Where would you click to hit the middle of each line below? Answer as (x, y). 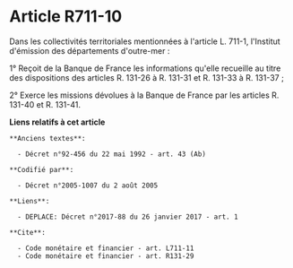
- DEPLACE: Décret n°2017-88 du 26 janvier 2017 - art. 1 (128, 217)
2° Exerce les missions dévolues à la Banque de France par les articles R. (144, 95)
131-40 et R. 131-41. (45, 104)
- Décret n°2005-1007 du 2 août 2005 (88, 186)
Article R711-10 (66, 17)
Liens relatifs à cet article (57, 122)
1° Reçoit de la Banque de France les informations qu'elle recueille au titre (145, 68)
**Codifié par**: (42, 169)
